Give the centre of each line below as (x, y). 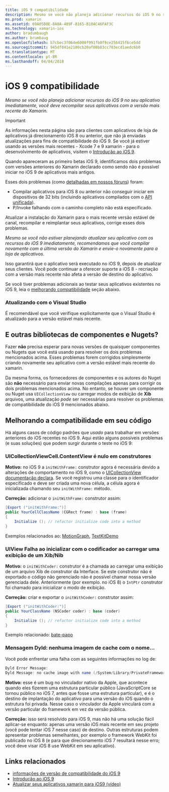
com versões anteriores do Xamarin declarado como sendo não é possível (82, 167)
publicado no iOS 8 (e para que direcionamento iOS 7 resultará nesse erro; (82, 740)
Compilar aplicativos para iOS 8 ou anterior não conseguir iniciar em (83, 192)
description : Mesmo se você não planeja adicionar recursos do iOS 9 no (83, 15)
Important (15, 121)
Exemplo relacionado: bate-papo (39, 635)
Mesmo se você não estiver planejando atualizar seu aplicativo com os (79, 238)
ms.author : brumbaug (27, 38)
